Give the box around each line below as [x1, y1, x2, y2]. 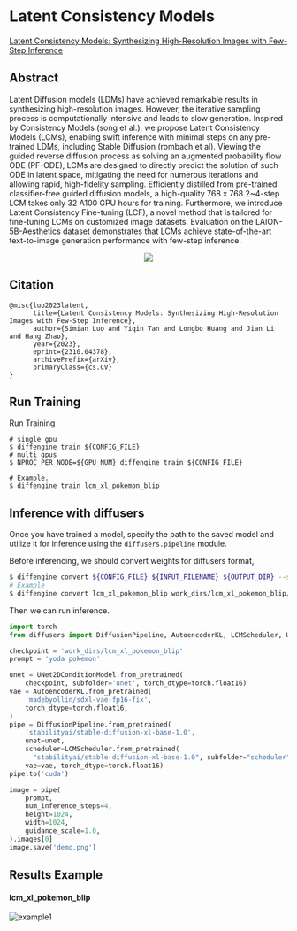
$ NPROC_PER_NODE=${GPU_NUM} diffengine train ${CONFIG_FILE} [9, 458, 243, 467]
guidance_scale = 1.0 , [25, 827, 101, 835]
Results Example [9, 867, 103, 882]
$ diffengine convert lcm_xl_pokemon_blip [9, 589, 168, 598]
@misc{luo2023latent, [9, 301, 89, 310]
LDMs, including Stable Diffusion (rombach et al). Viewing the [36, 141, 261, 151]
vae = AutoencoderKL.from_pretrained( [9, 688, 152, 696]
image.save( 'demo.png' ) [9, 843, 97, 851]
